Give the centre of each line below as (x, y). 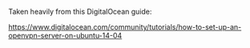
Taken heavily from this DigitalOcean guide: (80, 12)
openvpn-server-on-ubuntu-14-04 (65, 36)
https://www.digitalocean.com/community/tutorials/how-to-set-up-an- (125, 27)
